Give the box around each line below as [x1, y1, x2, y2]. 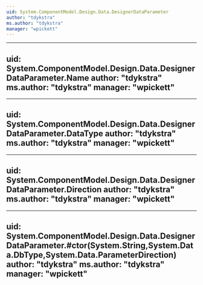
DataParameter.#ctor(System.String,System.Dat [6, 240, 193, 251]
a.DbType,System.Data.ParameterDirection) [6, 250, 177, 260]
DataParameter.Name [6, 73, 89, 83]
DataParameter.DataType [6, 128, 104, 139]
